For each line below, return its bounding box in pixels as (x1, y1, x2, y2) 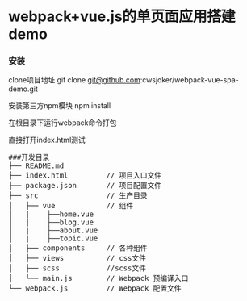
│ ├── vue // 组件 (8, 201, 134, 211)
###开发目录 (8, 153, 50, 162)
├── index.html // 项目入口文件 (8, 171, 162, 180)
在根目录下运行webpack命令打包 (8, 118, 117, 128)
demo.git (8, 84, 38, 94)
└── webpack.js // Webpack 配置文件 (8, 284, 182, 293)
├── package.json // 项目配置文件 (8, 181, 162, 190)
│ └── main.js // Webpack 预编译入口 (8, 274, 189, 283)
